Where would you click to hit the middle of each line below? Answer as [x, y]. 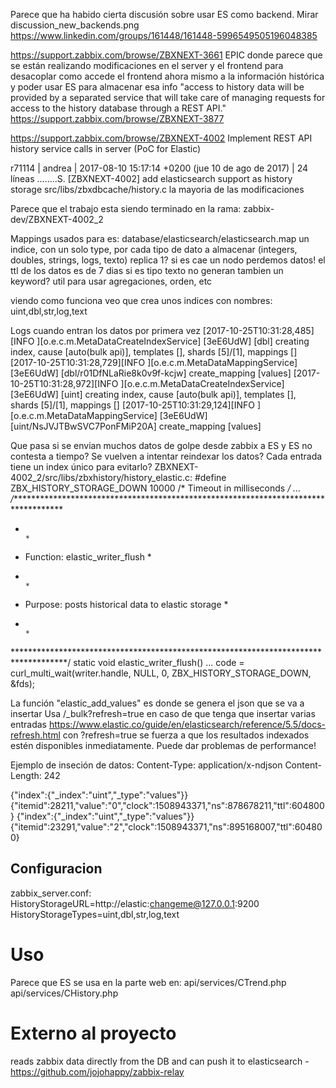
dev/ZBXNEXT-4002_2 [57, 219]
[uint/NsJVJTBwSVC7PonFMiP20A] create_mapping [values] [136, 426]
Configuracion [56, 869]
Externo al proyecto [93, 1033]
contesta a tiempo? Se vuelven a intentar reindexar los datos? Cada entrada [166, 456]
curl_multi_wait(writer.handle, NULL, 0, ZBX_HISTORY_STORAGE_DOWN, [161, 673]
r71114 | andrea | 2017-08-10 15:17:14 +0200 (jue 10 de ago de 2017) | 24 [159, 168]
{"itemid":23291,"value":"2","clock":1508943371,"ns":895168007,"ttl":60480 [166, 827]
